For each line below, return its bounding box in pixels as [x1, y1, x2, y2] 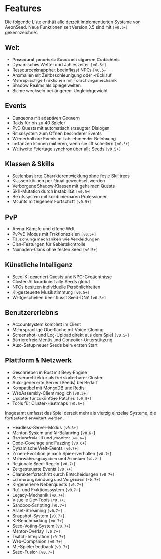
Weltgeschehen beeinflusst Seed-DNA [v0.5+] [12, 295, 106, 300]
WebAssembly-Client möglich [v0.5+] [12, 390, 89, 396]
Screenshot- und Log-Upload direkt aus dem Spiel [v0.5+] [12, 332, 130, 338]
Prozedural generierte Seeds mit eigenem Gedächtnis [12, 57, 120, 62]
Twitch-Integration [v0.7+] [12, 533, 66, 539]
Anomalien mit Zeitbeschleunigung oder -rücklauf [12, 72, 112, 78]
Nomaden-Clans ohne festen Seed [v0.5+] [12, 247, 98, 253]
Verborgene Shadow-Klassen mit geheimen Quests [12, 183, 115, 189]
